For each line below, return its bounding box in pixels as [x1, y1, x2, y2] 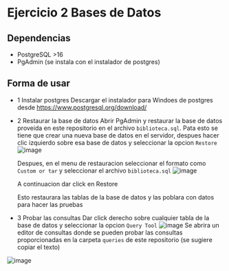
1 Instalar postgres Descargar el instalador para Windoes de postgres [17, 96, 213, 104]
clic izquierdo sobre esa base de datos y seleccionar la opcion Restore [17, 138, 218, 147]
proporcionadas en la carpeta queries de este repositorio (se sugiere [17, 235, 213, 243]
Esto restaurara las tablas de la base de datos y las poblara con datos [17, 193, 215, 201]
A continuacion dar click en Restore [17, 180, 118, 188]
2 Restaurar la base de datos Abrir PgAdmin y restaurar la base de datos [17, 116, 223, 124]
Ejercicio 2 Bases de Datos [7, 5, 162, 21]
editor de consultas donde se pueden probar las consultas [17, 228, 183, 237]
